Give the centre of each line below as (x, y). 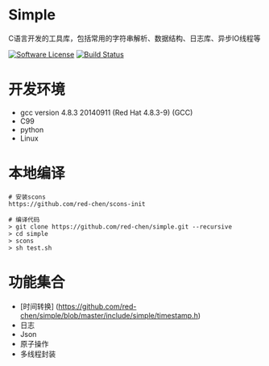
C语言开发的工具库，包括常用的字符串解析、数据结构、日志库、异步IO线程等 (134, 38)
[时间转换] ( (39, 306)
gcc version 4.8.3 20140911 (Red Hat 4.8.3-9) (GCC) (106, 112)
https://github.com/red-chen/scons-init (77, 204)
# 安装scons (27, 197)
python (32, 129)
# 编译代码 (24, 220)
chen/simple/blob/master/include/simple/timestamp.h (109, 315)
